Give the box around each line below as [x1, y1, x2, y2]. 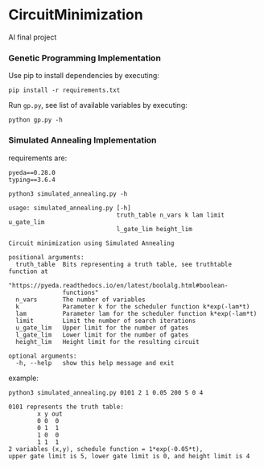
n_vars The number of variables [15, 296, 146, 304]
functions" [62, 288, 99, 296]
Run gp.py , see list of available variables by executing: [8, 101, 188, 110]
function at [8, 267, 48, 275]
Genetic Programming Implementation [8, 52, 161, 64]
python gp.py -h [8, 116, 63, 124]
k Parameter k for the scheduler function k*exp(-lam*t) [15, 302, 250, 311]
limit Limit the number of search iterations [15, 317, 196, 325]
